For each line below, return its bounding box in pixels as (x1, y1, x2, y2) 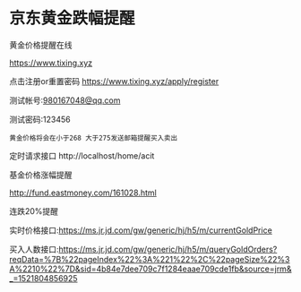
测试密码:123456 (9, 114, 71, 125)
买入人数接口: (9, 244, 60, 254)
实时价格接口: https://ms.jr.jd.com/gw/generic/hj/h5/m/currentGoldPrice (9, 225, 273, 236)
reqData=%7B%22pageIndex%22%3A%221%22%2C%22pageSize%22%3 (9, 253, 290, 264)
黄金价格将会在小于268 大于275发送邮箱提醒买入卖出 (9, 133, 177, 142)
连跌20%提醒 (9, 205, 59, 216)
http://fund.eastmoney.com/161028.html (9, 187, 157, 198)
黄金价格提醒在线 (9, 39, 73, 50)
